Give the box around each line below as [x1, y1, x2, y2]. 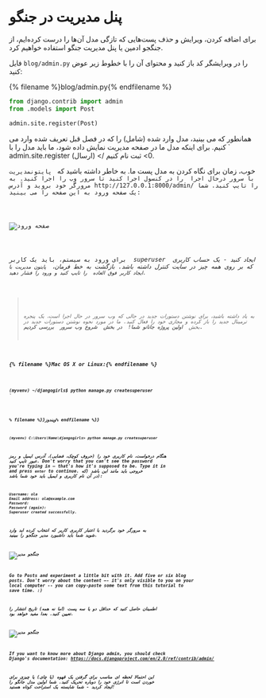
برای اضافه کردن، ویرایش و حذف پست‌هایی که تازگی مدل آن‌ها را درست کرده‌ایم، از [9, 34, 256, 44]
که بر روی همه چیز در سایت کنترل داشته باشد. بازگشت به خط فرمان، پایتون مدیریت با [9, 263, 253, 271]
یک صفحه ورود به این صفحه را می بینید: [9, 188, 141, 197]
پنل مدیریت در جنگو [9, 8, 122, 26]
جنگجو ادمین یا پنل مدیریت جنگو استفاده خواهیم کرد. [9, 42, 164, 52]
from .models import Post [9, 104, 94, 113]
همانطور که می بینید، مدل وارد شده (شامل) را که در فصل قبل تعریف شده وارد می [9, 134, 253, 143]
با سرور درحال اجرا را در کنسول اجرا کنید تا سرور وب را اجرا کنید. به [9, 174, 255, 182]
